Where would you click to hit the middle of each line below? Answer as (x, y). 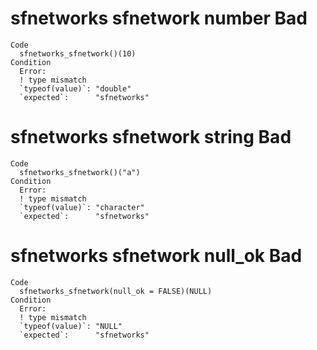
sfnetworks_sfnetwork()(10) (78, 53)
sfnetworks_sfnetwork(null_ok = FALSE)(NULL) (116, 291)
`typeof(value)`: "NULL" (71, 326)
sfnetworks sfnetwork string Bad (151, 137)
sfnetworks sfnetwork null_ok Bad (156, 256)
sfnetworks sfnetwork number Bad (159, 18)
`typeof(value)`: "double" (75, 88)
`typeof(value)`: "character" (82, 207)
